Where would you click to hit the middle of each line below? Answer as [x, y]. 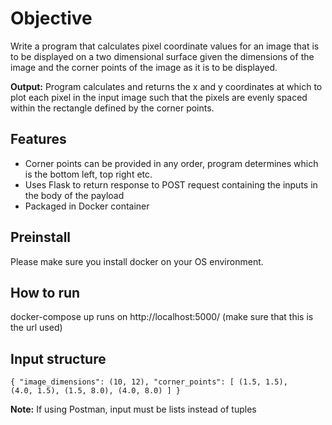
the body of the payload [74, 195]
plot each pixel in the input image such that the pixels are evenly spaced [159, 97]
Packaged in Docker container [87, 206]
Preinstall [41, 237]
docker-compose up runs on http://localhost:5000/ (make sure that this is [162, 317]
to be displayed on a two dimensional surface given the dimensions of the [162, 56]
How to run [45, 292]
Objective [51, 18]
